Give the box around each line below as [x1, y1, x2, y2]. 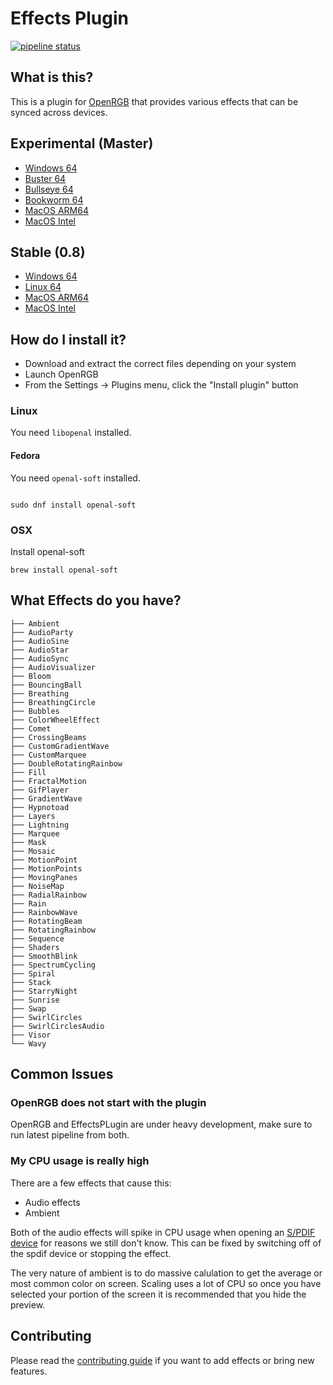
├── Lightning [10, 820, 70, 830]
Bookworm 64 [24, 193, 84, 206]
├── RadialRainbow [10, 890, 87, 900]
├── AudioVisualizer [10, 662, 97, 672]
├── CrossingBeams [10, 732, 87, 742]
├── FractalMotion [10, 776, 87, 786]
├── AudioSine [10, 636, 70, 646]
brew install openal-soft [10, 565, 118, 575]
